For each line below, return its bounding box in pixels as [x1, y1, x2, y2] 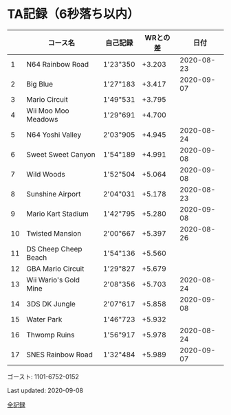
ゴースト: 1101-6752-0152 [7, 372, 79, 381]
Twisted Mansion [26, 228, 82, 238]
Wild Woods [26, 169, 65, 179]
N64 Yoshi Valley [26, 130, 82, 139]
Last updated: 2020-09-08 [7, 386, 84, 394]
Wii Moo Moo [26, 106, 70, 115]
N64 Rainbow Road [26, 59, 89, 69]
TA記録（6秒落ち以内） [7, 6, 140, 22]
